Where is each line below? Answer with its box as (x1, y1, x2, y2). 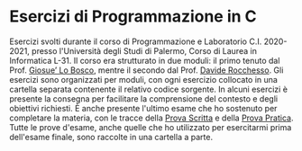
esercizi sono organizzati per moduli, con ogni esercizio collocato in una (9, 74, 278, 84)
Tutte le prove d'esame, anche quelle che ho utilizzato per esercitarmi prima (9, 121, 292, 132)
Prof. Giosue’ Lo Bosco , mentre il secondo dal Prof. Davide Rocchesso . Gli (9, 65, 284, 75)
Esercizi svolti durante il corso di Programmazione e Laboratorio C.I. (9, 36, 262, 47)
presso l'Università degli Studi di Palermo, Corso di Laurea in (31, 45, 257, 56)
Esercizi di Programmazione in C (9, 6, 257, 27)
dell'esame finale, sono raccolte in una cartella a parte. (9, 131, 214, 142)
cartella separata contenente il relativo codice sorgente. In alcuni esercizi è (9, 84, 288, 94)
